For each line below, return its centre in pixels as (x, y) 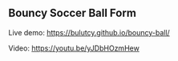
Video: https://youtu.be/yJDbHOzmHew (74, 48)
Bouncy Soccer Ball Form (72, 13)
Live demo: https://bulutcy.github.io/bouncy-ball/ (89, 32)
